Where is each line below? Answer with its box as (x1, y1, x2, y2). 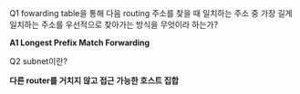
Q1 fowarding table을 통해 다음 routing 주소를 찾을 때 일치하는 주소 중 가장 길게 (9, 8, 294, 18)
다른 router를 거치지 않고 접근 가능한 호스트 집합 (9, 75, 180, 86)
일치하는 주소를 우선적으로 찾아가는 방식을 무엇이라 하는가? (9, 19, 219, 30)
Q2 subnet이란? (9, 56, 68, 66)
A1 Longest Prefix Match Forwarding (9, 37, 150, 48)
